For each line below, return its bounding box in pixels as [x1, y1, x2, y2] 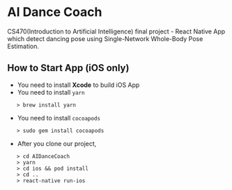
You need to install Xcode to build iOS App [17, 81, 140, 89]
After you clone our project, [17, 139, 97, 148]
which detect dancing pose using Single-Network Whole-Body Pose [7, 34, 203, 42]
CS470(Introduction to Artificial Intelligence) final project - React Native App [7, 27, 226, 35]
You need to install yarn [17, 88, 85, 96]
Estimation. [7, 42, 40, 50]
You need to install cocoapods [17, 113, 101, 122]
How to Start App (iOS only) [7, 62, 130, 74]
